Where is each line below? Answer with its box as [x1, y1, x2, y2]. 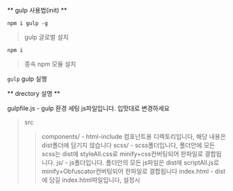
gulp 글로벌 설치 [24, 33, 69, 41]
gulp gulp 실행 [7, 75, 47, 83]
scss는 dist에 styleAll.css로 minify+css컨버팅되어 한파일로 [41, 150, 204, 158]
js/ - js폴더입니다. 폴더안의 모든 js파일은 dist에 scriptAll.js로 [56, 158, 220, 167]
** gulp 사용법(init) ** [7, 6, 67, 14]
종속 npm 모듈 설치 [24, 60, 77, 68]
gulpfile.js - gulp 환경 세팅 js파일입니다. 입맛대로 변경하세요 [7, 104, 170, 113]
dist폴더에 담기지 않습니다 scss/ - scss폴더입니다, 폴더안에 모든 [41, 141, 216, 149]
